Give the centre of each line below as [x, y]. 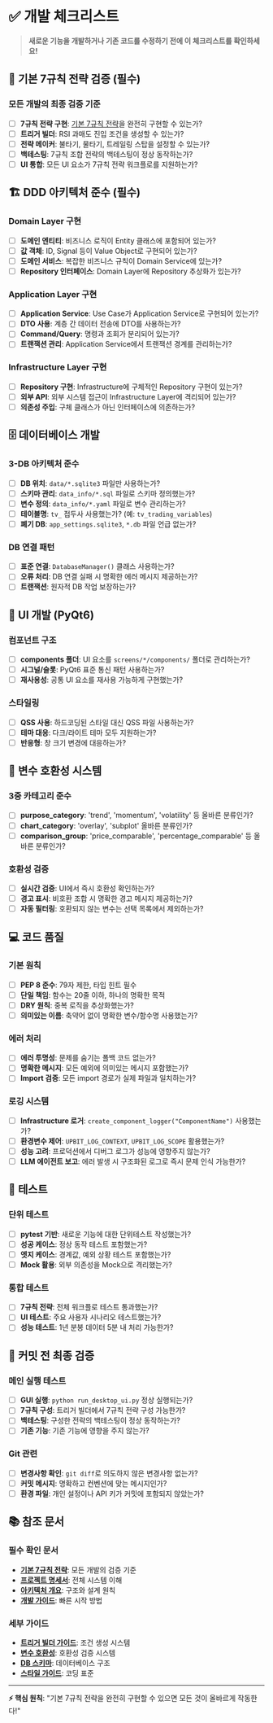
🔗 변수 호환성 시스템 [55, 771]
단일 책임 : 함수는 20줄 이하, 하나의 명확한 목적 [93, 995]
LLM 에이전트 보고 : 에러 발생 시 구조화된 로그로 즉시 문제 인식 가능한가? [133, 1161]
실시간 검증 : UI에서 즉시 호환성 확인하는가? [87, 888]
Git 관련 [23, 1454]
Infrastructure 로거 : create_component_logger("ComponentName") [127, 1121]
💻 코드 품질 [36, 937]
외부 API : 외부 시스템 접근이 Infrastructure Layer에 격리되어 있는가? [128, 396]
